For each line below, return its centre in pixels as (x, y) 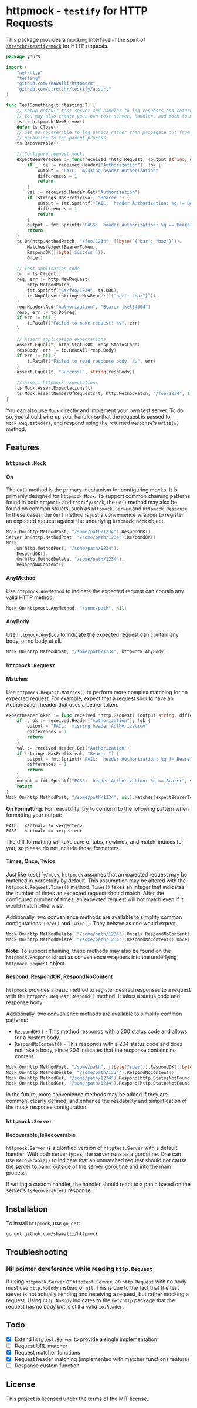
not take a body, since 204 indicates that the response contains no (95, 1050)
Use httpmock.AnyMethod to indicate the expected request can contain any (95, 591)
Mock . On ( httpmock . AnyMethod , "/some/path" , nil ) (67, 608)
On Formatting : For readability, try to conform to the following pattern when (98, 808)
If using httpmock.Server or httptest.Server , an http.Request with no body (96, 1281)
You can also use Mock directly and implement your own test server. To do (95, 410)
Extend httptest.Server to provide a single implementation (86, 1339)
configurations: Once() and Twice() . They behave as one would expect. (92, 923)
